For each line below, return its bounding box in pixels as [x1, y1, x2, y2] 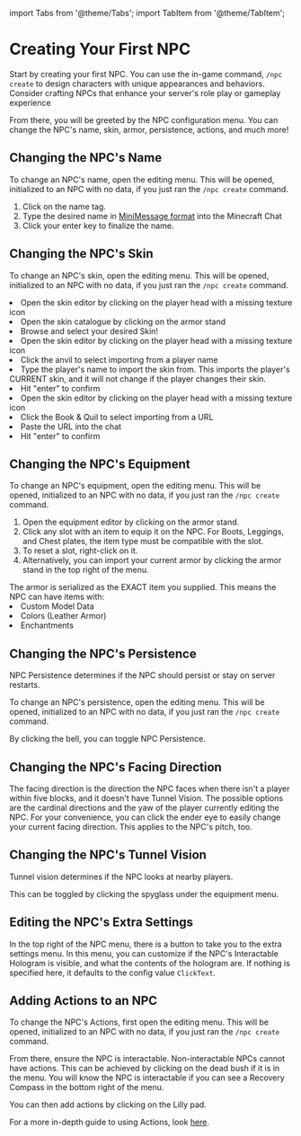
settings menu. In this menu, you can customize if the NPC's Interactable [9, 947, 279, 959]
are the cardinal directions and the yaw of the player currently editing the [9, 803, 280, 813]
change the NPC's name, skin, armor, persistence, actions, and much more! [9, 124, 289, 135]
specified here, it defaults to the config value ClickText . [9, 967, 216, 978]
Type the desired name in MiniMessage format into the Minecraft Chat [22, 210, 283, 221]
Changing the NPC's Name [9, 150, 163, 165]
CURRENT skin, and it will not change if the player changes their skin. [9, 373, 267, 384]
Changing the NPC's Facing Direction [9, 759, 222, 775]
